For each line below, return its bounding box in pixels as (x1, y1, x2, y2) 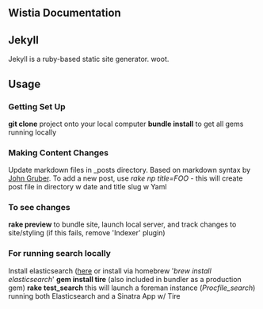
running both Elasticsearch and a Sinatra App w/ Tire (8, 291, 181, 300)
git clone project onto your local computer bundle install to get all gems (8, 119, 244, 128)
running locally (8, 127, 57, 137)
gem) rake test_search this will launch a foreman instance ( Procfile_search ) (8, 283, 256, 292)
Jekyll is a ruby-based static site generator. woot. (8, 55, 170, 64)
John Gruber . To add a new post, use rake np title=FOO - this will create (8, 174, 243, 183)
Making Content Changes (8, 147, 109, 158)
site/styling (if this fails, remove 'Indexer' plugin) (8, 228, 166, 238)
